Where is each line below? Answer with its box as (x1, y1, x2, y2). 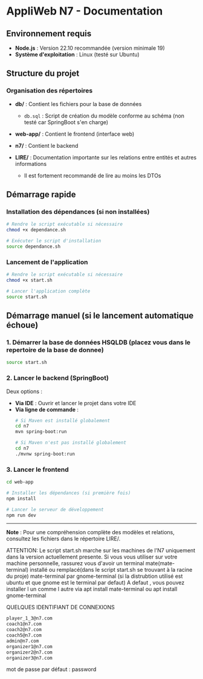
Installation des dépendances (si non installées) (6, 208, 150, 216)
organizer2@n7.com (6, 649, 53, 655)
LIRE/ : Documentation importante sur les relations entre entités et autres (14, 153, 197, 161)
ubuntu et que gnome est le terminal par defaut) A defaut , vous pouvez (6, 579, 185, 586)
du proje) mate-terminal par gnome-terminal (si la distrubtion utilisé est (6, 572, 183, 580)
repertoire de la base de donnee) (6, 345, 104, 354)
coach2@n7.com (6, 627, 42, 633)
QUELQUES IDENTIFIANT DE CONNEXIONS (6, 604, 115, 611)
